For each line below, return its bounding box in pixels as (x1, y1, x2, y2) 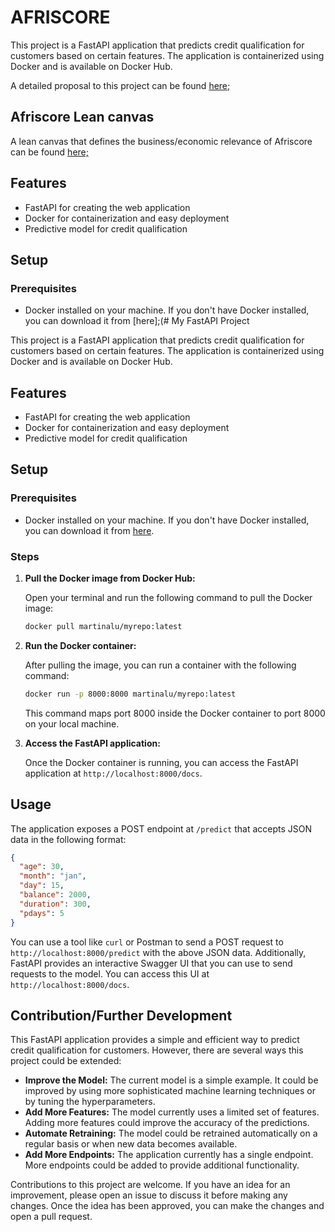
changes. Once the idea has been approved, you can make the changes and (10, 1200, 325, 1212)
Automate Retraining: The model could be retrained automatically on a (24, 1127, 318, 1140)
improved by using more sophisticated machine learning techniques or (24, 1085, 316, 1097)
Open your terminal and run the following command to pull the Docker (24, 592, 313, 604)
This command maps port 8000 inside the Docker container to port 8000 (24, 707, 326, 719)
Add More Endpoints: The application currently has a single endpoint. (24, 1149, 314, 1161)
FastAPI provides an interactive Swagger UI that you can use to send (10, 957, 293, 969)
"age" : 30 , (19, 862, 65, 872)
